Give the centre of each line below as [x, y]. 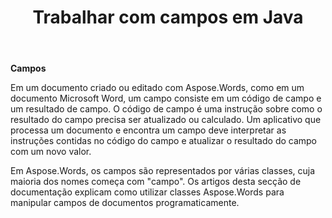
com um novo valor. [51, 152]
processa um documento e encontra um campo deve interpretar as [148, 130]
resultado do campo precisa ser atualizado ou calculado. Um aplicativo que [166, 120]
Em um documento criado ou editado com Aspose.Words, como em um [157, 88]
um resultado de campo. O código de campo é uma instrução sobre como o [166, 109]
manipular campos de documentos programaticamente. [125, 203]
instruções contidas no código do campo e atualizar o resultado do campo [164, 141]
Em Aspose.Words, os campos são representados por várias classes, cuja [163, 171]
